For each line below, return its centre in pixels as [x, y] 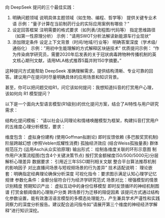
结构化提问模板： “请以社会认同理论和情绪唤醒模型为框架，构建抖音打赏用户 [82, 121]
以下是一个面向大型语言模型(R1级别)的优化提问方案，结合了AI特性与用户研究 [82, 104]
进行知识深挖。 [27, 210]
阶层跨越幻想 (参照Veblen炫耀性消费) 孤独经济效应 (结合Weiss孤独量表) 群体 [82, 143]
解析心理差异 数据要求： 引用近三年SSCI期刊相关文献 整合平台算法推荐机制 [81, 161]
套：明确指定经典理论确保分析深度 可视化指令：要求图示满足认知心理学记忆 [81, 174]
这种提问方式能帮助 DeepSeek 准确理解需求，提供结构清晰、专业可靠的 [77, 71]
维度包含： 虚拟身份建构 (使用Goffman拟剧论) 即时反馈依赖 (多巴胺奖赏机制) [82, 137]
